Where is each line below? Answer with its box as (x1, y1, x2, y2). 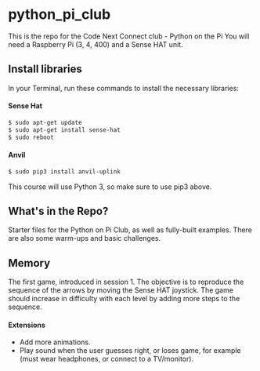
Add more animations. (19, 337, 92, 347)
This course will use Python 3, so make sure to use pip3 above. (8, 182, 212, 191)
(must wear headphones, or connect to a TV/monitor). (19, 355, 194, 364)
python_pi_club (8, 5, 111, 24)
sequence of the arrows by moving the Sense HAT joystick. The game (8, 286, 233, 295)
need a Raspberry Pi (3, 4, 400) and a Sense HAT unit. (8, 39, 183, 49)
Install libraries (8, 63, 82, 76)
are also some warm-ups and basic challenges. (8, 234, 161, 243)
